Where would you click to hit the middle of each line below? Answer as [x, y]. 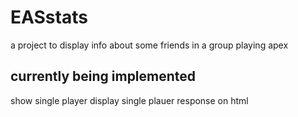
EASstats [49, 17]
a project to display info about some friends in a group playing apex [149, 45]
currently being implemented [103, 76]
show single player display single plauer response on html [129, 100]
